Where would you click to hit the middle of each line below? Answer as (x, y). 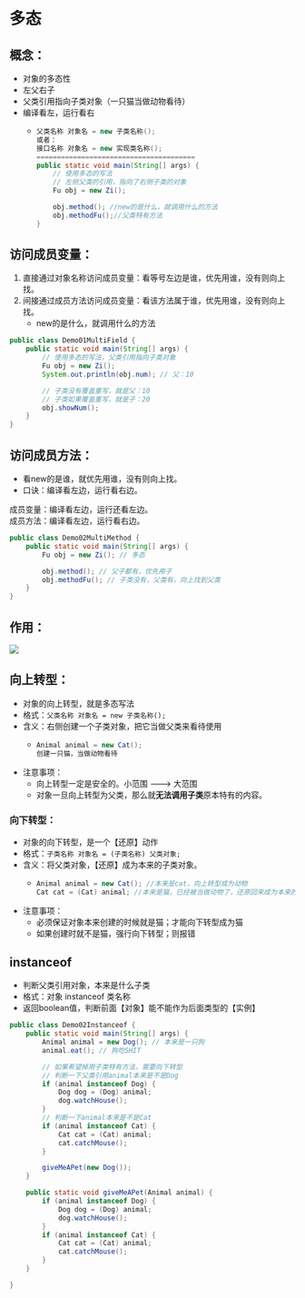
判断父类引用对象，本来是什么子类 (86, 986)
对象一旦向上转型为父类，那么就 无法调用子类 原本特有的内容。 (152, 795)
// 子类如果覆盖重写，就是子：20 (96, 399)
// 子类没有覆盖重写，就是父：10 (96, 391)
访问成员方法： (51, 455)
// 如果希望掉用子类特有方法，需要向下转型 (113, 1067)
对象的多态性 (46, 79)
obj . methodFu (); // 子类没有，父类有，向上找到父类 (131, 580)
